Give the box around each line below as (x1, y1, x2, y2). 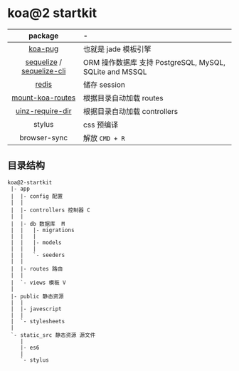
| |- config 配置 (10, 192, 63, 200)
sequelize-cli (21, 66, 66, 75)
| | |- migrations (10, 226, 75, 234)
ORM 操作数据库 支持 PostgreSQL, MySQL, (83, 57, 226, 67)
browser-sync (19, 132, 68, 142)
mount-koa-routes (11, 93, 76, 103)
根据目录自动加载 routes (83, 93, 164, 103)
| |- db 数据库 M (10, 220, 65, 227)
